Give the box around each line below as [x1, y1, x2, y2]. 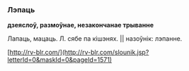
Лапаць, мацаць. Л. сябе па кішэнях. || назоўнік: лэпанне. [7, 34, 183, 43]
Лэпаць [7, 5, 35, 15]
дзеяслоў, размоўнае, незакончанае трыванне [7, 21, 154, 30]
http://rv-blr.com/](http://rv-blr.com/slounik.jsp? [9, 48, 149, 57]
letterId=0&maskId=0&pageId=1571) [7, 56, 112, 64]
